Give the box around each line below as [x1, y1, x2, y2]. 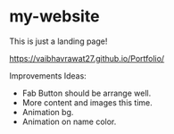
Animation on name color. [21, 116, 117, 127]
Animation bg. [21, 106, 74, 117]
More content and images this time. [21, 96, 153, 108]
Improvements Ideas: [9, 70, 87, 81]
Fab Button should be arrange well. [21, 88, 152, 98]
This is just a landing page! [9, 36, 108, 46]
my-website [9, 6, 100, 27]
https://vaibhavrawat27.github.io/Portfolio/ [9, 53, 165, 63]
